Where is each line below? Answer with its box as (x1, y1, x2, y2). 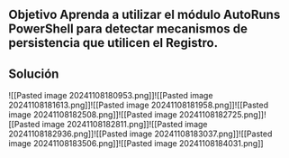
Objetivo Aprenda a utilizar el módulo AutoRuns (8, 7, 281, 23)
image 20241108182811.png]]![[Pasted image (41, 119, 208, 130)
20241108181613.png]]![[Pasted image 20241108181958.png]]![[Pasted (8, 99, 269, 111)
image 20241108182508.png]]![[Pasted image (8, 109, 177, 120)
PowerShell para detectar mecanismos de (8, 22, 248, 37)
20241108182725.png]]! (178, 109, 266, 120)
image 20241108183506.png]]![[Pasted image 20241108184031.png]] (8, 138, 264, 149)
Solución (8, 66, 59, 81)
